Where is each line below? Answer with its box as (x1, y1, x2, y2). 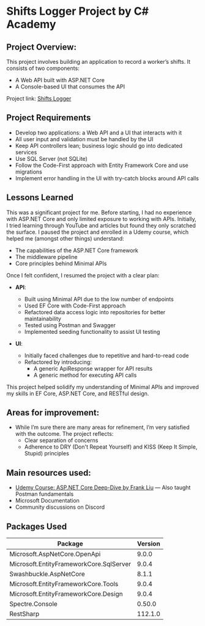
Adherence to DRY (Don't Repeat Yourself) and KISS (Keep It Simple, (24, 443, 198, 450)
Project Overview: (6, 42, 76, 52)
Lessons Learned (6, 192, 73, 203)
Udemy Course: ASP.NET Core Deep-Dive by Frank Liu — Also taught (15, 484, 191, 492)
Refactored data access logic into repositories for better (24, 308, 166, 315)
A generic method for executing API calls (33, 371, 137, 379)
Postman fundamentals (15, 490, 74, 498)
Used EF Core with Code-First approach (24, 302, 126, 309)
